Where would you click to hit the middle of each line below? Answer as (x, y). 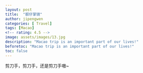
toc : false (16, 51)
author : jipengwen (24, 19)
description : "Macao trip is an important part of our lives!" (72, 42)
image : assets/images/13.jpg (35, 37)
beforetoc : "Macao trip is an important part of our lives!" (70, 46)
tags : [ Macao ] (20, 28)
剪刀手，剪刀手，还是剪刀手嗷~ (37, 66)
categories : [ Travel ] (29, 23)
